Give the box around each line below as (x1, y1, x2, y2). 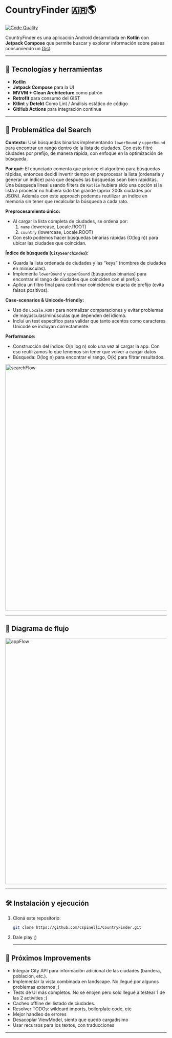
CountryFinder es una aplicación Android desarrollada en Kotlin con (5, 34, 149, 41)
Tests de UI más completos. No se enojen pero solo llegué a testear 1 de (12, 989, 165, 995)
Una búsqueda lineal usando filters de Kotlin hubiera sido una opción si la (5, 182, 162, 188)
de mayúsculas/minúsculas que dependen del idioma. (12, 312, 126, 318)
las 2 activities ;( (12, 994, 48, 1001)
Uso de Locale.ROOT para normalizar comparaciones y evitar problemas (12, 307, 164, 313)
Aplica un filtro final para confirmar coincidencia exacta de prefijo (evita (12, 282, 164, 288)
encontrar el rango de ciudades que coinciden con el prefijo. (12, 276, 141, 282)
